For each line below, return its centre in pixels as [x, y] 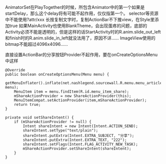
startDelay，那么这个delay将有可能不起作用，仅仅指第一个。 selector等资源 [82, 13]
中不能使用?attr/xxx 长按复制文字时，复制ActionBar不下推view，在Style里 [80, 19]
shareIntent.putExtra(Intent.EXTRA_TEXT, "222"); [75, 140]
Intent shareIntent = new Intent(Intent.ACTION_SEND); [81, 126]
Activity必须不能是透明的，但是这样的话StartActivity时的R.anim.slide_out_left [83, 32]
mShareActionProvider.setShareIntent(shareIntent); [77, 149]
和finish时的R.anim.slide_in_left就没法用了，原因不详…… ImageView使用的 [80, 38]
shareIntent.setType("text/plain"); [61, 131]
